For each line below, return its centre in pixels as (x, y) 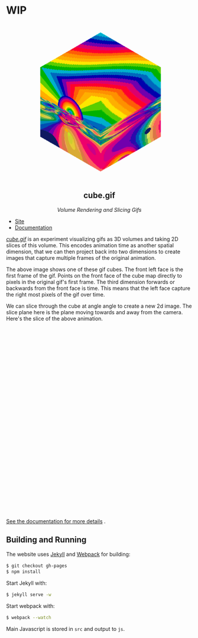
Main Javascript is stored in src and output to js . (66, 629)
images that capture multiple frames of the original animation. (81, 257)
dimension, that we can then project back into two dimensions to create (93, 252)
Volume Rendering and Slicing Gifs (99, 210)
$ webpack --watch (29, 618)
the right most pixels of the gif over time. (56, 294)
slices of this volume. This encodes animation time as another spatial (90, 245)
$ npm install (24, 572)
